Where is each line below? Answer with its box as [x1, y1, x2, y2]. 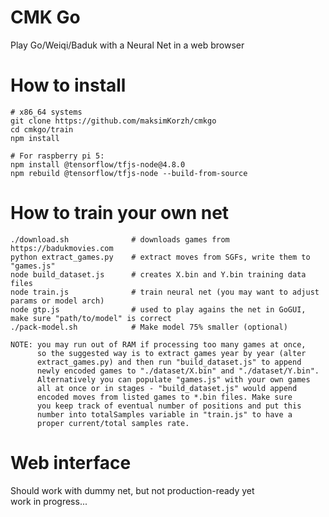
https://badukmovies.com [10, 243, 114, 253]
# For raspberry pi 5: [10, 151, 105, 161]
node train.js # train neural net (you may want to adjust [10, 287, 320, 297]
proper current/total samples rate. [36, 418, 190, 428]
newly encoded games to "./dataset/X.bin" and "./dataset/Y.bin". [36, 366, 320, 376]
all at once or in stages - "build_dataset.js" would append [36, 383, 298, 393]
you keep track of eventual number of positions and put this [36, 401, 302, 411]
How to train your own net [10, 202, 230, 225]
